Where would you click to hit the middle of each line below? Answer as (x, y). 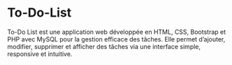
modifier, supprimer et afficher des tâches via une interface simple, (104, 46)
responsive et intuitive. (40, 54)
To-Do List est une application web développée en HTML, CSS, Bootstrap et (117, 32)
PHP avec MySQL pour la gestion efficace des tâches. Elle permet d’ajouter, (116, 39)
